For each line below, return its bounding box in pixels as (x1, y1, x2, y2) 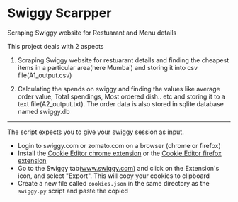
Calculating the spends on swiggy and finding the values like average (17, 84, 221, 93)
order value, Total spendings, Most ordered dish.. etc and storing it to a (17, 92, 225, 101)
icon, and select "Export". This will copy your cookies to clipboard (17, 172, 210, 180)
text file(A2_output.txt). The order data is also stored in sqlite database (17, 99, 225, 108)
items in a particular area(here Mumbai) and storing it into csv (17, 63, 198, 72)
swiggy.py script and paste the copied (17, 186, 129, 195)
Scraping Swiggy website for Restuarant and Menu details (7, 28, 177, 37)
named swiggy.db (17, 107, 70, 116)
